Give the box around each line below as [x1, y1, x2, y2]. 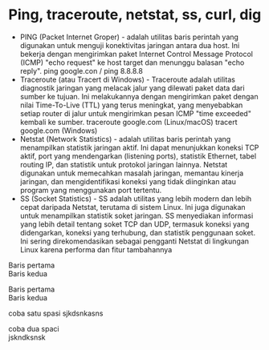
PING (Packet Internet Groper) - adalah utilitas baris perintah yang [19, 32, 239, 42]
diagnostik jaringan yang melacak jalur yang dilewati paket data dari [19, 82, 245, 93]
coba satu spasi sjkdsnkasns [8, 308, 104, 318]
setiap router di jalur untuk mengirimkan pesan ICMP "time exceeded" [19, 108, 251, 118]
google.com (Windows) [19, 126, 98, 135]
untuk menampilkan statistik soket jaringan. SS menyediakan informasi [19, 211, 254, 220]
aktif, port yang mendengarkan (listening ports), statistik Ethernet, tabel [19, 151, 257, 161]
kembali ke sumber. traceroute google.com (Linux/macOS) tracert [19, 117, 238, 127]
